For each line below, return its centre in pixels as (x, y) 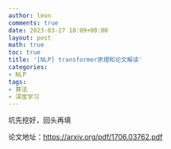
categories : (28, 67)
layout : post (30, 38)
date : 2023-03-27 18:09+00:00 (58, 30)
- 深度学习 (24, 97)
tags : (17, 82)
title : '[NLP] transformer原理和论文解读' (76, 60)
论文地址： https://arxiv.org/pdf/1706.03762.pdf (85, 137)
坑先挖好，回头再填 (40, 120)
